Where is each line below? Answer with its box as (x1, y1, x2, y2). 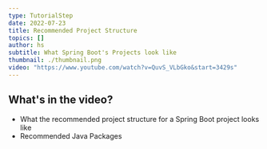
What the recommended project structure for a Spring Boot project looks (19, 114, 260, 124)
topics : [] (8, 33, 45, 42)
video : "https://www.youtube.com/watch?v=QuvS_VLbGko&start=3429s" (8, 64, 238, 72)
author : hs (8, 41, 45, 49)
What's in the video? (8, 93, 114, 107)
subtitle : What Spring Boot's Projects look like (8, 49, 177, 57)
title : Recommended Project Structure (8, 26, 137, 34)
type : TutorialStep (8, 11, 74, 20)
